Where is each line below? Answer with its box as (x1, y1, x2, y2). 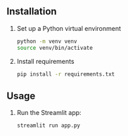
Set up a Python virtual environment (16, 24, 121, 32)
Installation (6, 6, 57, 18)
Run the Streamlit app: (16, 109, 82, 117)
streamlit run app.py (16, 122, 80, 129)
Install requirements (16, 57, 75, 65)
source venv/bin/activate (16, 44, 93, 51)
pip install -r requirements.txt (16, 70, 115, 78)
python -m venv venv (16, 38, 77, 45)
